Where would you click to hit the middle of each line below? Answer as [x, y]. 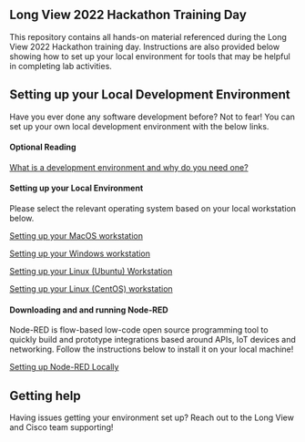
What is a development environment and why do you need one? [129, 167]
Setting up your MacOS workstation [76, 236]
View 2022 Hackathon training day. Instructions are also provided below [145, 46]
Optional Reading [43, 147]
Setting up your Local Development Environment [150, 95]
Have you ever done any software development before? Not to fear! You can [152, 117]
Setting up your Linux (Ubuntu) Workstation [91, 272]
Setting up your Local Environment [76, 188]
